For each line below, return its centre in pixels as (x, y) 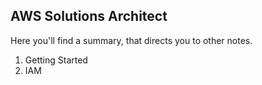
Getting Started (56, 60)
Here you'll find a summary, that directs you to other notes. (131, 40)
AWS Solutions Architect (89, 16)
